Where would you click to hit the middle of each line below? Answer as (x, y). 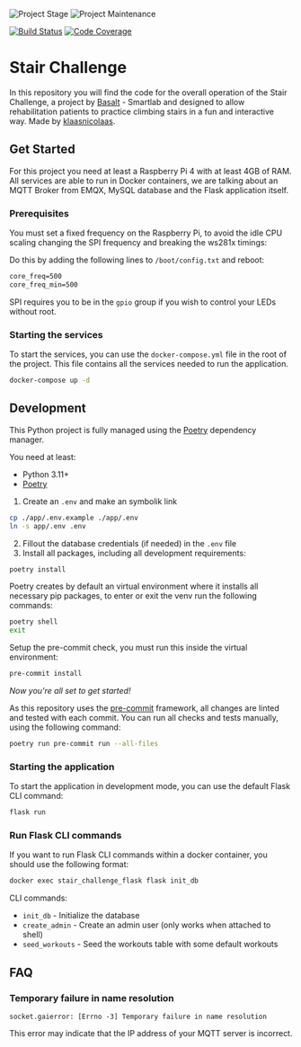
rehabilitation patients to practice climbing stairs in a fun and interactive (142, 111)
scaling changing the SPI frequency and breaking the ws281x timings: (138, 243)
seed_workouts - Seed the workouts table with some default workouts (150, 945)
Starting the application (62, 767)
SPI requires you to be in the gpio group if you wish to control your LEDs (143, 302)
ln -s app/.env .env (48, 526)
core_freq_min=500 (44, 284)
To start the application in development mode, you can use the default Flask (150, 786)
